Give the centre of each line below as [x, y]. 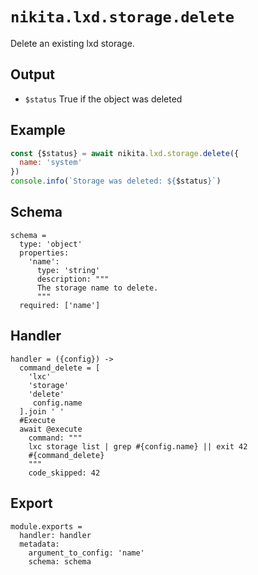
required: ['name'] [60, 305]
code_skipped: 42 [64, 473]
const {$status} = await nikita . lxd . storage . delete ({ [125, 153]
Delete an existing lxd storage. [72, 43]
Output [32, 74]
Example [38, 130]
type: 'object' [51, 244]
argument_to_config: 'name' [86, 553]
